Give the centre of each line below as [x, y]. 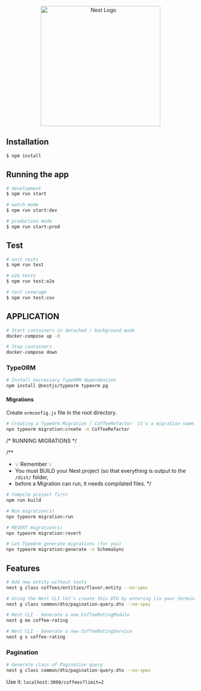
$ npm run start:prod [33, 227]
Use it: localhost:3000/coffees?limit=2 [55, 681]
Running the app [37, 175]
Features [23, 568]
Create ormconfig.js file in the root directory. [62, 413]
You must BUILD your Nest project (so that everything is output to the [100, 471]
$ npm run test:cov [31, 297]
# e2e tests [21, 276]
